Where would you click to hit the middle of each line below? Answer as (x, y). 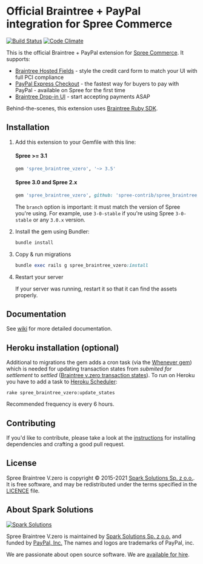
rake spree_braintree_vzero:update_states (61, 393)
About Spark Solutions (50, 510)
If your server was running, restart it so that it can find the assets (96, 289)
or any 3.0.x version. (59, 220)
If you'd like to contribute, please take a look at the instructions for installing (101, 438)
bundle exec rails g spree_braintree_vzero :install (82, 265)
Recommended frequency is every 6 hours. (60, 404)
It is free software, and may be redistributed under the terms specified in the (101, 484)
